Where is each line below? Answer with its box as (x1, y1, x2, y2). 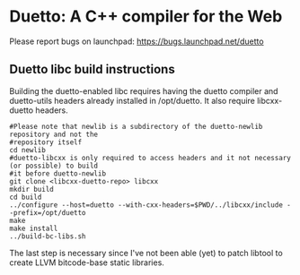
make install (9, 224, 58, 233)
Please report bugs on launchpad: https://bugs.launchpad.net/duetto (9, 36, 264, 47)
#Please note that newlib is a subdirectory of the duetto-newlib (9, 122, 263, 131)
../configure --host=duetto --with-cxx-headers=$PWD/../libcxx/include (9, 200, 283, 210)
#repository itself (9, 137, 83, 147)
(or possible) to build (9, 161, 99, 170)
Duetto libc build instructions (9, 62, 175, 77)
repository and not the (9, 130, 99, 139)
